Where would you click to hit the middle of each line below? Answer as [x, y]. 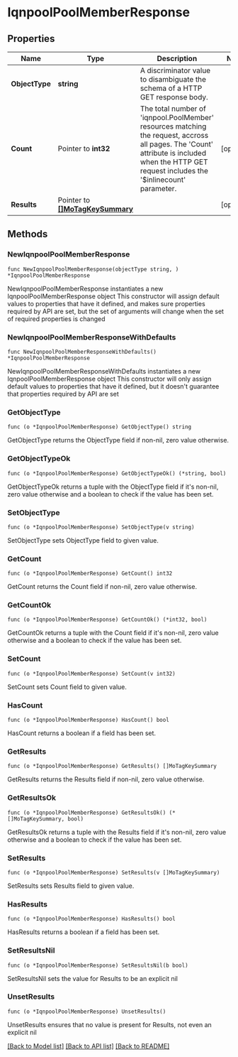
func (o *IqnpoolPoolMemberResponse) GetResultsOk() [87, 813]
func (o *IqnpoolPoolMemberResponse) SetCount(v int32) [91, 673]
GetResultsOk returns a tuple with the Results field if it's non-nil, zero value [117, 832]
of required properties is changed [56, 319]
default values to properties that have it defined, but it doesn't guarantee [113, 386]
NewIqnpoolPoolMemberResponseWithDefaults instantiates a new [104, 371]
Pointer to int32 [84, 148]
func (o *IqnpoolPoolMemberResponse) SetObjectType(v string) [101, 527]
